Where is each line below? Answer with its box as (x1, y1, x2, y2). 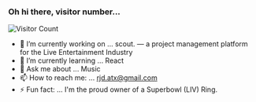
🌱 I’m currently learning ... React (19, 56, 124, 65)
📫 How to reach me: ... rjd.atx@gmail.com (19, 73, 158, 82)
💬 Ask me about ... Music (19, 64, 101, 74)
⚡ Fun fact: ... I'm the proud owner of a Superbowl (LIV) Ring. (19, 85, 218, 94)
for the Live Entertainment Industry (19, 48, 133, 57)
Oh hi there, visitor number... (8, 6, 121, 17)
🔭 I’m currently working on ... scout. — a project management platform (19, 39, 248, 49)
